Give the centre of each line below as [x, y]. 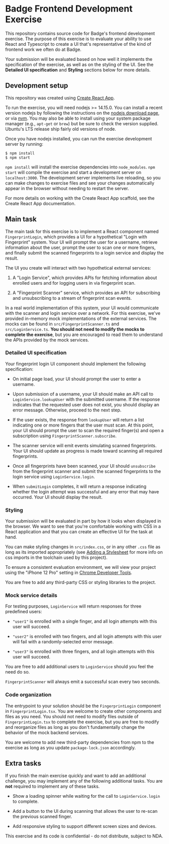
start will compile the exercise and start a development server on [73, 172]
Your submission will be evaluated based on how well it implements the [79, 59]
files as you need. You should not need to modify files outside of [72, 716]
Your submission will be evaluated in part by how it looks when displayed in [83, 521]
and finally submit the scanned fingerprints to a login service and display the [84, 252]
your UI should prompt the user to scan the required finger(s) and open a [88, 430]
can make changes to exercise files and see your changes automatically [80, 183]
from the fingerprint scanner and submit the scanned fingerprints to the [87, 471]
